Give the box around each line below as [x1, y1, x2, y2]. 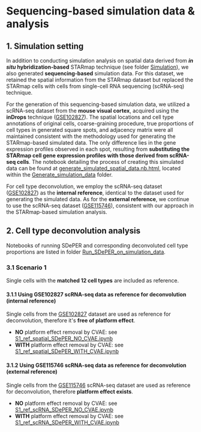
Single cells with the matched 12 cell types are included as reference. [6, 277, 179, 284]
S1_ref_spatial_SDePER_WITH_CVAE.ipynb [14, 348, 119, 355]
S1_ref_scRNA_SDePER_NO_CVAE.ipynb [14, 405, 114, 413]
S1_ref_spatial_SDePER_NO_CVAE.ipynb [14, 335, 113, 342]
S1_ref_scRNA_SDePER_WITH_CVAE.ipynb [14, 419, 120, 426]
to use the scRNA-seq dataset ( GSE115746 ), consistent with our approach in [6, 202, 194, 209]
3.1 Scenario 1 [6, 263, 47, 272]
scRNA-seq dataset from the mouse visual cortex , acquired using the [6, 107, 179, 114]
